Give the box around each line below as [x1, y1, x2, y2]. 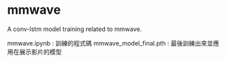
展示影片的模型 [19, 48, 62, 56]
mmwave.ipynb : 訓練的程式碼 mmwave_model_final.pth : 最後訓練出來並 [7, 39, 214, 47]
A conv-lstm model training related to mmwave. [7, 25, 142, 33]
